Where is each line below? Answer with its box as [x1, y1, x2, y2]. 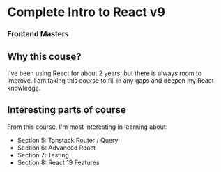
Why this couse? [7, 50, 82, 63]
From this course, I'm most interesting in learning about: [7, 123, 168, 131]
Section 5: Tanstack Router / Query [17, 136, 119, 144]
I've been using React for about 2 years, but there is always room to [7, 69, 202, 77]
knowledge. [7, 84, 41, 92]
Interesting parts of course [7, 104, 127, 116]
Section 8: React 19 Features [17, 158, 100, 166]
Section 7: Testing [17, 150, 70, 159]
